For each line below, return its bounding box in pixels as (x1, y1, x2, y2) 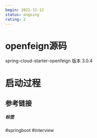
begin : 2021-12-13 (5, 7, 44, 13)
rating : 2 (5, 17, 26, 22)
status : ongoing (5, 12, 39, 17)
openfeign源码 (5, 40, 67, 52)
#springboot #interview (5, 127, 54, 133)
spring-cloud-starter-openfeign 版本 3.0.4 (5, 58, 93, 64)
